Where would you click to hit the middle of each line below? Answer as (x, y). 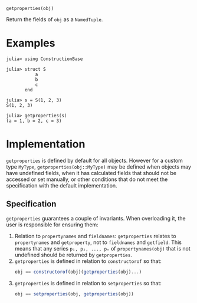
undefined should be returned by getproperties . (73, 255)
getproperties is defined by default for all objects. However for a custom (94, 160)
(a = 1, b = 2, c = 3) (34, 121)
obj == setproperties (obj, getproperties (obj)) (74, 294)
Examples (31, 43)
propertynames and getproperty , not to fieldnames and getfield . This (98, 242)
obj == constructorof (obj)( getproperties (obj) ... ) (78, 272)
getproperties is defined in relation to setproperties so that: (88, 283)
